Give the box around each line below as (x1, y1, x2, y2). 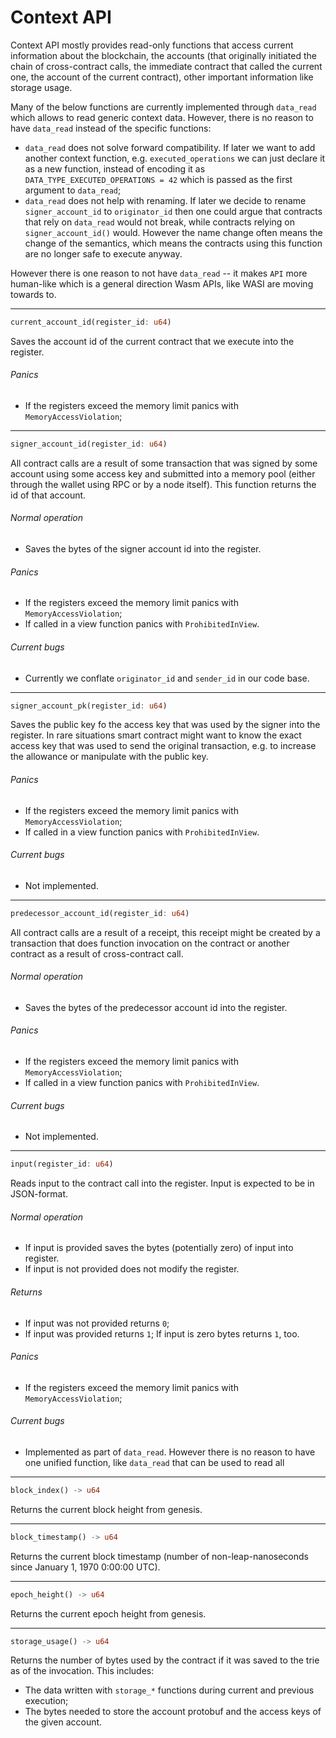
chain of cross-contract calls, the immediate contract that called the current (10, 60, 323, 72)
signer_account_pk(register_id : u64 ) (10, 701, 168, 711)
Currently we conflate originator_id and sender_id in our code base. (24, 672, 310, 684)
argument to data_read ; (24, 184, 122, 196)
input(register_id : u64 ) (10, 1159, 114, 1170)
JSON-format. (10, 1188, 69, 1200)
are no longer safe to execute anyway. (24, 247, 183, 260)
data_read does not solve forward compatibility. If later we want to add (24, 141, 316, 153)
